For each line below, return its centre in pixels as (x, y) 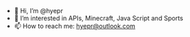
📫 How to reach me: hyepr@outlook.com (75, 26)
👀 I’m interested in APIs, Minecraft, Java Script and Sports (99, 18)
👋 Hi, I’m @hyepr (39, 11)
